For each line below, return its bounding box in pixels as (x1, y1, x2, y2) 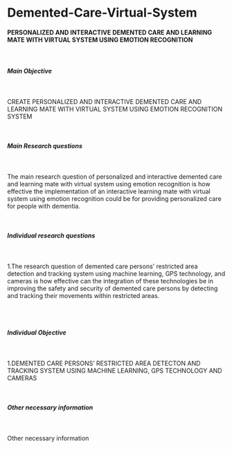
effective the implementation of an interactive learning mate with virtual (7, 187, 211, 195)
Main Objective (7, 67, 52, 75)
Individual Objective (7, 328, 67, 337)
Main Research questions (7, 141, 83, 150)
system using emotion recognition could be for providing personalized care (7, 195, 222, 203)
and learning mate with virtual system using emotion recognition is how (7, 180, 211, 188)
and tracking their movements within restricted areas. (7, 292, 160, 300)
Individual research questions (7, 231, 96, 240)
